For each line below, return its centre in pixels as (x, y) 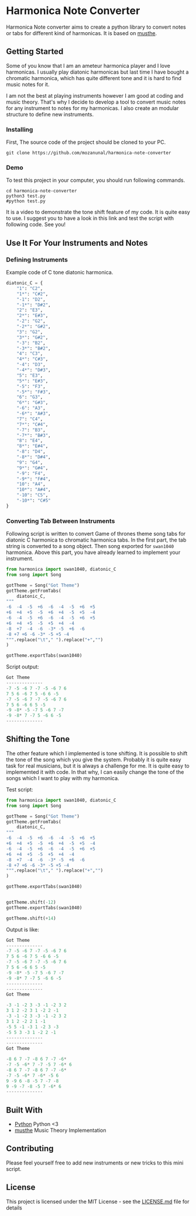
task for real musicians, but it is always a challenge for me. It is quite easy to (98, 766)
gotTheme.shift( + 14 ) (31, 918)
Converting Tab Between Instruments (61, 521)
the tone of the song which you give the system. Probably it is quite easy (94, 759)
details (14, 1208)
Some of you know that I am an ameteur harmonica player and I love (88, 66)
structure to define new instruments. (50, 114)
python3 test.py (26, 196)
